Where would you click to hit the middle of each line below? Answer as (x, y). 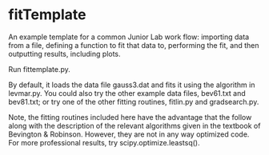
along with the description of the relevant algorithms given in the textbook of (134, 125)
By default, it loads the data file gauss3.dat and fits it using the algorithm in (132, 85)
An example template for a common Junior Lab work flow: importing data (129, 37)
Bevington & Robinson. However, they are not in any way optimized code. (129, 134)
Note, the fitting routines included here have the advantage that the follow (130, 117)
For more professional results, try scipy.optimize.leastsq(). (104, 142)
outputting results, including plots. (65, 54)
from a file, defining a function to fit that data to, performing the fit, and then (134, 45)
